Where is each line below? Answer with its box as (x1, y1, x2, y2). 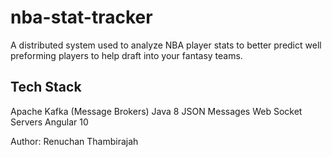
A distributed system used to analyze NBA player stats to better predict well (10, 39, 322, 51)
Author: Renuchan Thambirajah (10, 135, 139, 147)
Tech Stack (10, 79, 82, 96)
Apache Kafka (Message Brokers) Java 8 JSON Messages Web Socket (10, 105, 303, 117)
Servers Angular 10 (10, 116, 89, 128)
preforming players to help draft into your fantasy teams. (10, 49, 243, 61)
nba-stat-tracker (10, 6, 153, 29)
